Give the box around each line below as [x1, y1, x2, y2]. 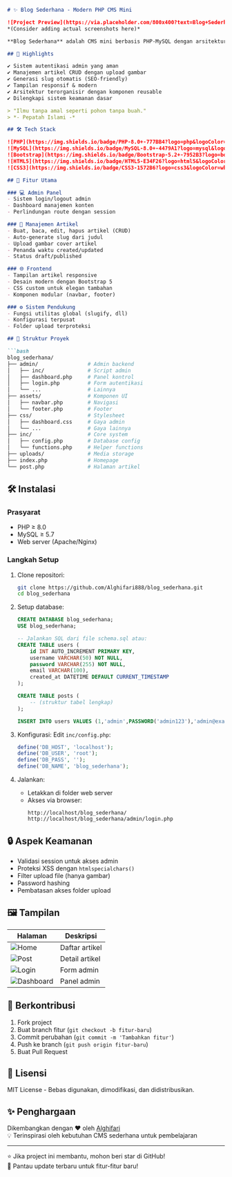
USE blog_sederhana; [17, 623, 77, 630]
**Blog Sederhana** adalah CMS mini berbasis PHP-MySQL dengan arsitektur [7, 38, 227, 45]
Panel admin [59, 976, 100, 986]
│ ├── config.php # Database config [7, 438, 140, 445]
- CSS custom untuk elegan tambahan [7, 284, 113, 291]
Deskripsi [64, 931, 97, 940]
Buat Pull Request [17, 1047, 68, 1056]
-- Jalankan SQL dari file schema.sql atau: [17, 635, 148, 642]
